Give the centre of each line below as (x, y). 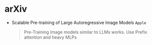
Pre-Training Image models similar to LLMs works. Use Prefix (86, 32)
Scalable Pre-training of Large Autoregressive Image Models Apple (79, 22)
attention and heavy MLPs (50, 37)
